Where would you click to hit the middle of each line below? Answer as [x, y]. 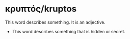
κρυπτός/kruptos [41, 9]
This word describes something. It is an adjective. [55, 22]
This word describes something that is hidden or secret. [69, 31]
